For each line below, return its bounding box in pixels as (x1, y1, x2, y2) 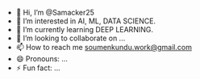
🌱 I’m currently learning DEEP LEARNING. (15, 25, 153, 34)
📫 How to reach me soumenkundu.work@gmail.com (15, 43, 192, 52)
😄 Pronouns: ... (15, 54, 69, 64)
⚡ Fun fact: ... (15, 63, 60, 73)
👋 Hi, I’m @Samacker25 (15, 8, 95, 17)
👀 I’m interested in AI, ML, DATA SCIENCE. (15, 16, 156, 26)
